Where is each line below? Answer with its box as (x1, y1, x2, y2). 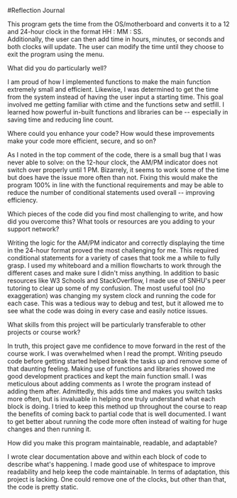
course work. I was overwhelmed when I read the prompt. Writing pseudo (7, 349, 223, 358)
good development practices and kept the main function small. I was (7, 372, 207, 380)
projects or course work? (7, 328, 81, 337)
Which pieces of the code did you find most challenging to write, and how (7, 210, 224, 218)
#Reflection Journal (7, 6, 65, 14)
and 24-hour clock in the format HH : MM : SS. (7, 28, 143, 36)
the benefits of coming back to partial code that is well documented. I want (7, 410, 227, 418)
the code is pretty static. (7, 483, 79, 491)
